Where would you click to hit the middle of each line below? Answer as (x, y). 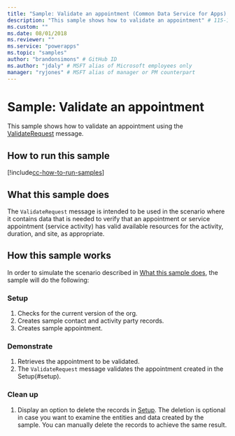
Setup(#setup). (39, 377)
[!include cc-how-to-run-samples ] (56, 173)
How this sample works (59, 256)
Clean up (23, 395)
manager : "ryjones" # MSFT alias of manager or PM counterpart (101, 72)
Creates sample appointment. (60, 328)
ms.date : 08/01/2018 (37, 33)
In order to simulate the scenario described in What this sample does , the (113, 272)
